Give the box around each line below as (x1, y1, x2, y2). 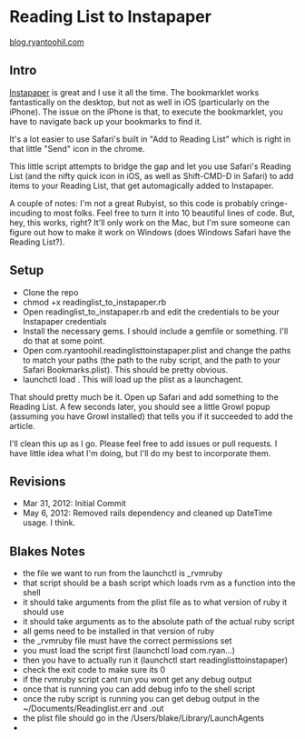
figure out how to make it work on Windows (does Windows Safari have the (9, 226, 291, 237)
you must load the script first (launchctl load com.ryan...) (22, 645, 236, 656)
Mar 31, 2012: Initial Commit (22, 498, 127, 509)
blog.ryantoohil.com (9, 36, 84, 47)
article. (9, 420, 35, 431)
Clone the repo (22, 286, 79, 297)
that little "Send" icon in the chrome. (9, 143, 145, 154)
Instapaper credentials (22, 315, 107, 326)
